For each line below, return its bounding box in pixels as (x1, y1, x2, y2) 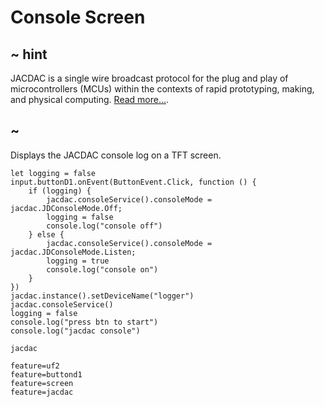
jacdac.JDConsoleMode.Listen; (10, 247, 137, 257)
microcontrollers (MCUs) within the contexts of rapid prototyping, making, (10, 83, 315, 95)
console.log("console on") (46, 264, 159, 275)
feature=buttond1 (10, 369, 83, 380)
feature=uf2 (10, 361, 60, 371)
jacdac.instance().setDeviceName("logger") (10, 291, 195, 301)
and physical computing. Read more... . (10, 94, 170, 105)
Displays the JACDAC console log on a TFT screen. (10, 149, 222, 161)
